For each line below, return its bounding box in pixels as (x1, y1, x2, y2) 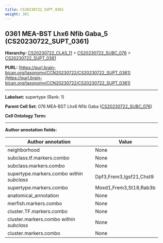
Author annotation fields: (5, 127, 57, 133)
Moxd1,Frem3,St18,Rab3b (95, 184, 156, 191)
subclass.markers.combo (7, 162, 65, 169)
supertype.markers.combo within (7, 171, 83, 177)
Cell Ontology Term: (5, 113, 47, 119)
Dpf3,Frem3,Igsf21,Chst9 (95, 174, 154, 180)
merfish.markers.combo (7, 200, 62, 207)
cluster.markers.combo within (7, 216, 75, 223)
